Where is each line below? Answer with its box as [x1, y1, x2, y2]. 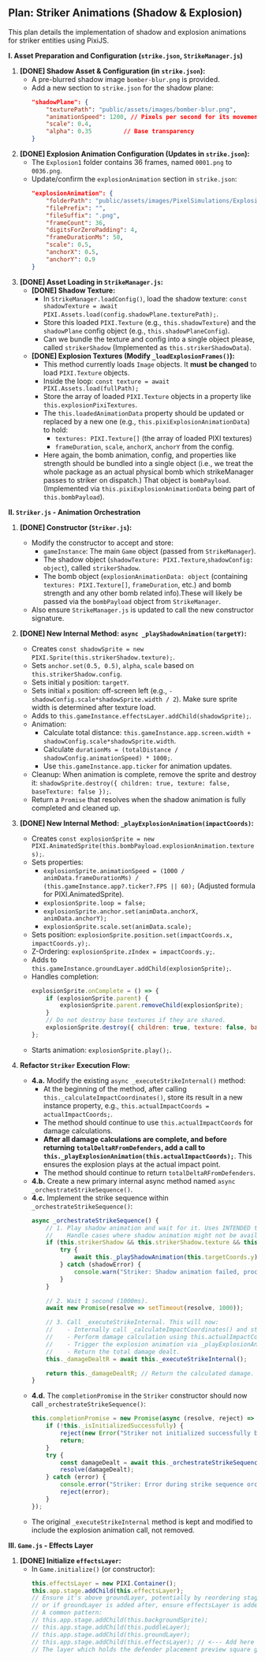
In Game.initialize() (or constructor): [31, 1564, 155, 1573]
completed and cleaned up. [31, 803, 121, 812]
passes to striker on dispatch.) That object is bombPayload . [43, 475, 231, 484]
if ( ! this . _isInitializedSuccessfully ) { [46, 1422, 184, 1430]
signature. [31, 613, 65, 622]
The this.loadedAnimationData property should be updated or [43, 408, 244, 417]
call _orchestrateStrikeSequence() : [31, 1399, 146, 1409]
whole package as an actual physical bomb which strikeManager [43, 467, 254, 476]
